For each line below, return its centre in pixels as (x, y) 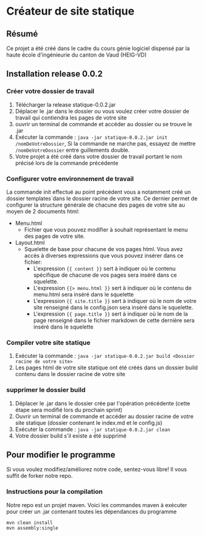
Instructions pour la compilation (55, 492)
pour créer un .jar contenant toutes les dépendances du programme (92, 511)
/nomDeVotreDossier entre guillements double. (72, 150)
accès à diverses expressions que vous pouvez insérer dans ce (104, 255)
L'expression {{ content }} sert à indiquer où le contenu (104, 268)
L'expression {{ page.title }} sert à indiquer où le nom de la (111, 314)
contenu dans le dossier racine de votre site (70, 374)
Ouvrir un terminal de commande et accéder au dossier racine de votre (104, 416)
